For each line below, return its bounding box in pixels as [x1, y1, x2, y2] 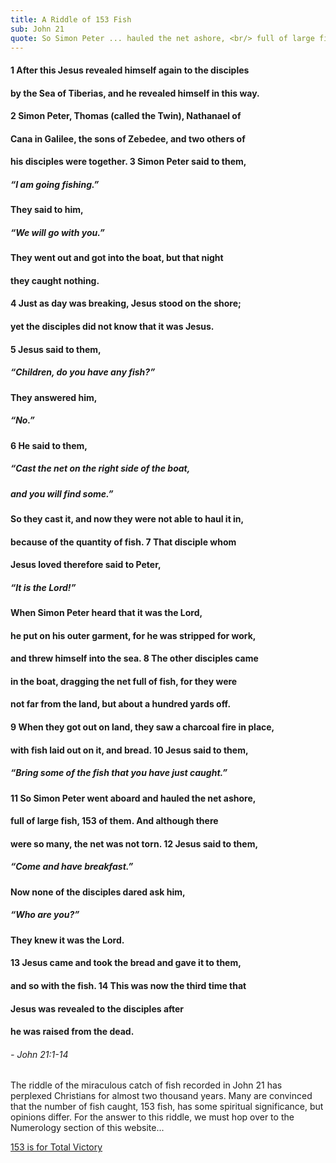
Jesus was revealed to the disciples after [10, 1002, 185, 1015]
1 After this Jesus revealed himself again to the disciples [10, 64, 250, 76]
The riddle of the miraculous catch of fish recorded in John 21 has [10, 1079, 283, 1091]
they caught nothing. [10, 274, 100, 286]
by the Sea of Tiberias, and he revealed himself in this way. [10, 87, 260, 99]
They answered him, [10, 391, 98, 403]
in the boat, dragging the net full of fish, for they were [10, 675, 238, 687]
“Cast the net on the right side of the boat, [10, 462, 191, 475]
